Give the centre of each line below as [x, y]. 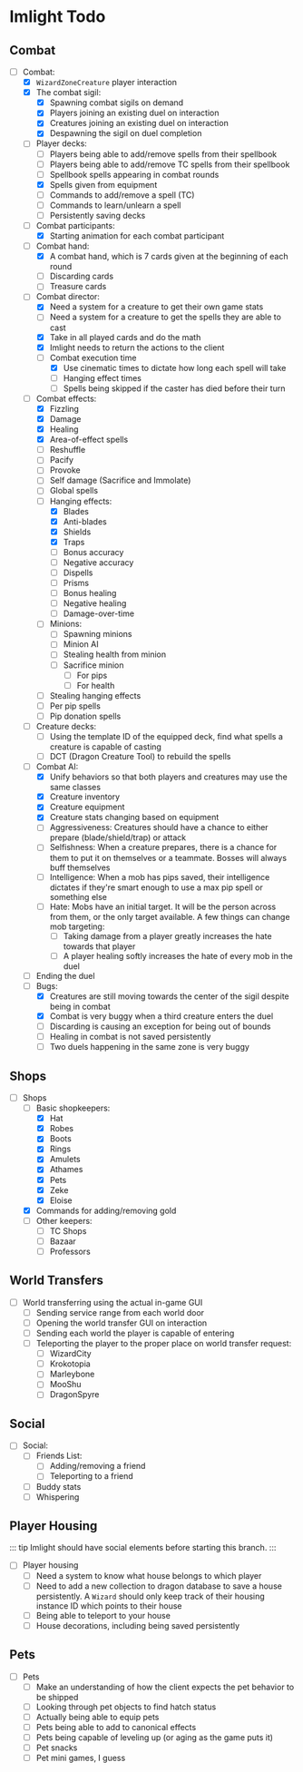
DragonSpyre [74, 1395]
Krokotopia [70, 1364]
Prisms [76, 583]
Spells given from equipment [103, 184]
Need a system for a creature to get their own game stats [156, 307]
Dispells [78, 573]
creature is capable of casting [105, 747]
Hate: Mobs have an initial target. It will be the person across [163, 906]
